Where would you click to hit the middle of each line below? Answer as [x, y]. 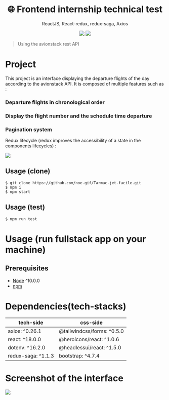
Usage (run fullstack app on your [76, 239]
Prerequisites [27, 269]
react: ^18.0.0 [25, 339]
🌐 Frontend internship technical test [85, 9]
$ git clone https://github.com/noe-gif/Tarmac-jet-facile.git [73, 183]
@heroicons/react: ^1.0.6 [89, 339]
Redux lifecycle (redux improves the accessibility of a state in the [73, 141]
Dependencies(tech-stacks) [66, 306]
